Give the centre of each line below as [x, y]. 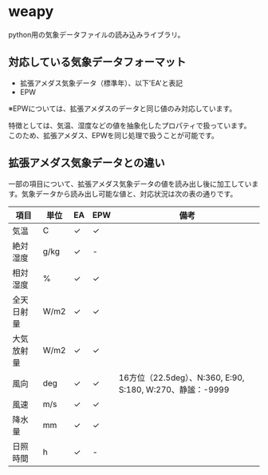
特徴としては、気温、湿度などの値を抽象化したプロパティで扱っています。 [130, 125]
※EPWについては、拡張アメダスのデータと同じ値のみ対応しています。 [122, 108]
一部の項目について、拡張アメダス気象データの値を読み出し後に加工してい [130, 184]
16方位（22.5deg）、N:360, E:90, [181, 378]
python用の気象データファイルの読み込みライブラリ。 [97, 34]
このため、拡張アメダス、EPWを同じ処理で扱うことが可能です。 [114, 135]
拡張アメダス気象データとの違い [87, 163]
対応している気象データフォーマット [97, 62]
